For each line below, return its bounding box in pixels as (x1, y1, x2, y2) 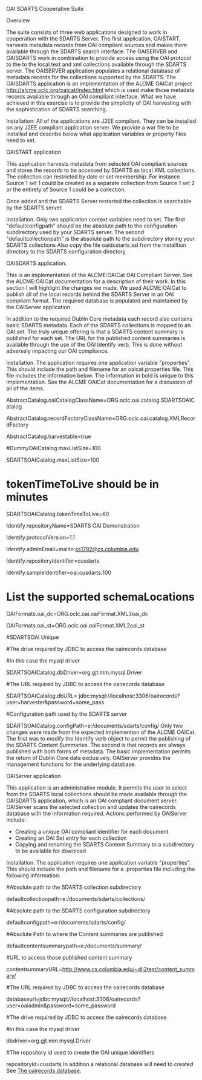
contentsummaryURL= (6, 965, 63, 973)
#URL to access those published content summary (6, 954, 132, 961)
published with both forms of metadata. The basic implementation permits (6, 747, 191, 755)
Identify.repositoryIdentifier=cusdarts (6, 557, 100, 565)
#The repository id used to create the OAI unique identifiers (6, 1049, 155, 1056)
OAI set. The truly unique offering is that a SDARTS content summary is (6, 328, 184, 335)
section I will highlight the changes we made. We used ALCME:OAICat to (6, 284, 187, 291)
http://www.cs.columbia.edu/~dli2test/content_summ (62, 965, 195, 973)
